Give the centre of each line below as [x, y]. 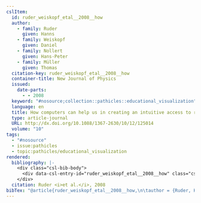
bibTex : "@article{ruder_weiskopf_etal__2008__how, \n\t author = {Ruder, [99, 190]
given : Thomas [40, 68]
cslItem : [17, 12]
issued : [21, 85]
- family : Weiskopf [41, 40]
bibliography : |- [33, 163]
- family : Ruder [37, 29]
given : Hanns [38, 34]
